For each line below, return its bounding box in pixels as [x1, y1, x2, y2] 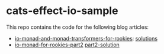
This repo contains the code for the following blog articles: [6, 23, 149, 31]
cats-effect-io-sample [6, 4, 118, 18]
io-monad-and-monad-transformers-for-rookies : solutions [14, 35, 158, 42]
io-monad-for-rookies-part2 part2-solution [14, 41, 120, 48]
